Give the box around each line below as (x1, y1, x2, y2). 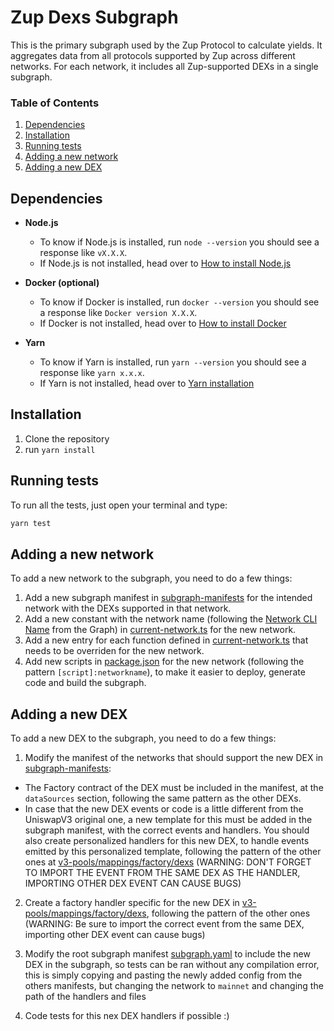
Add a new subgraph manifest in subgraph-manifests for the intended (24, 592, 313, 604)
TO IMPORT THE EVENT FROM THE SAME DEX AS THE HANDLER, (24, 867, 301, 879)
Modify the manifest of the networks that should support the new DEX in (24, 752, 324, 764)
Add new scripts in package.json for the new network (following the (24, 656, 305, 668)
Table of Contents (10, 96, 100, 110)
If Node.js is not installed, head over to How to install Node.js (39, 257, 292, 270)
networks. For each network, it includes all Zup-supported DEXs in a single (10, 60, 319, 72)
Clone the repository (24, 432, 110, 445)
